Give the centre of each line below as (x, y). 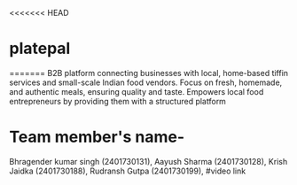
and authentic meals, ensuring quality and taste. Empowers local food (137, 91)
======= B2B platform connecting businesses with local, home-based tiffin (149, 73)
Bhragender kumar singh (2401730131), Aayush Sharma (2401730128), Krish (148, 161)
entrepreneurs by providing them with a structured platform (117, 101)
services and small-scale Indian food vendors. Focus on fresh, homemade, (146, 82)
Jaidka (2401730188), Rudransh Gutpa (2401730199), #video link (128, 171)
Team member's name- (97, 137)
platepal (40, 49)
